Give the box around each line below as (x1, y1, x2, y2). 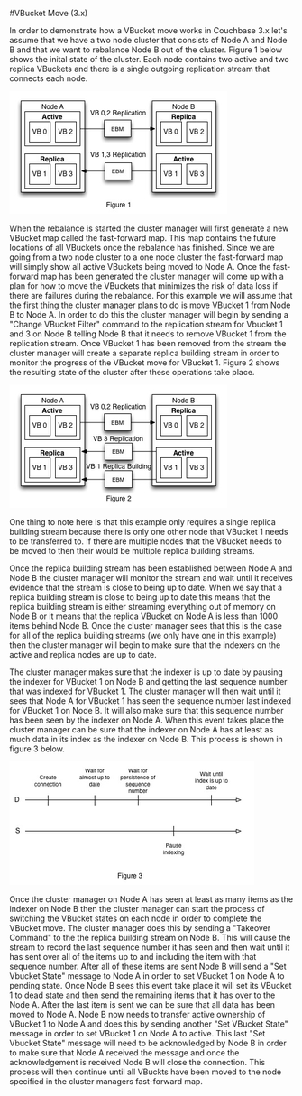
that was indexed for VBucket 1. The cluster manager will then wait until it (9, 686, 281, 696)
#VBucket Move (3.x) (9, 8, 88, 18)
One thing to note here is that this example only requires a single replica (9, 517, 277, 527)
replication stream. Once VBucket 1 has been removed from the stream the (9, 338, 287, 348)
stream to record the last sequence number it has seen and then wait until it (9, 942, 290, 953)
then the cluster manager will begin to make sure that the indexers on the (9, 640, 281, 650)
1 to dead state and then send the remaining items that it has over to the (9, 990, 276, 1000)
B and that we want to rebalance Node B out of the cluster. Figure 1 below (9, 44, 282, 55)
